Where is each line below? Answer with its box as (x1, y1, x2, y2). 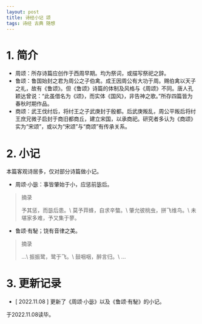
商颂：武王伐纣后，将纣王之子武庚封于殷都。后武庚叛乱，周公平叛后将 (15, 108, 191, 115)
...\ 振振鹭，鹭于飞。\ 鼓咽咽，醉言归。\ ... (21, 253, 126, 261)
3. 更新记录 (6, 276, 62, 291)
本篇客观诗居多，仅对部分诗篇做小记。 (6, 168, 102, 175)
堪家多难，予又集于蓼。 (21, 214, 80, 222)
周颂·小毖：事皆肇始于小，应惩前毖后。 (15, 181, 113, 188)
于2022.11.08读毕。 (6, 311, 55, 319)
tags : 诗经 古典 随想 (6, 20, 56, 26)
